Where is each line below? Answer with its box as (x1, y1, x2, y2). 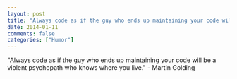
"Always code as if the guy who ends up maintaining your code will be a (7, 56, 217, 64)
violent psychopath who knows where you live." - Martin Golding (7, 63, 195, 72)
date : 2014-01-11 (7, 23, 59, 30)
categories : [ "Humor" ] (7, 37, 74, 44)
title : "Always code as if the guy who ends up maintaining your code (7, 17, 219, 24)
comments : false (7, 30, 55, 37)
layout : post (7, 10, 46, 18)
